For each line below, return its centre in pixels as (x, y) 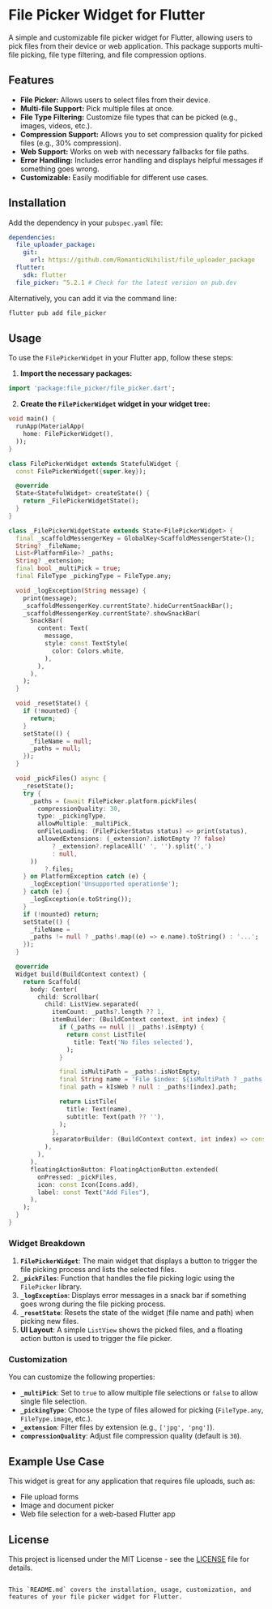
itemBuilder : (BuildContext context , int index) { (139, 1020)
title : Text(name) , (99, 1109)
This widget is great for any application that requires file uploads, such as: (132, 1481)
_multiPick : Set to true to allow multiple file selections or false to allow (139, 1393)
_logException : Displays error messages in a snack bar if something (133, 1296)
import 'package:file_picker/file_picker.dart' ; (92, 388)
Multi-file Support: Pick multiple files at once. (97, 108)
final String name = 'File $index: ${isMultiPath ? (148, 1080)
